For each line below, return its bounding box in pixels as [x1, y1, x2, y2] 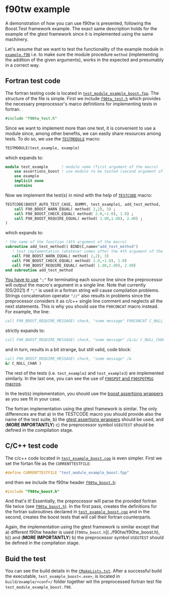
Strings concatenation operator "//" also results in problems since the [5, 293, 151, 299]
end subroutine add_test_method [5, 268, 73, 273]
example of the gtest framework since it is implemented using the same [5, 31, 153, 37]
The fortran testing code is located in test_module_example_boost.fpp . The [5, 90, 159, 96]
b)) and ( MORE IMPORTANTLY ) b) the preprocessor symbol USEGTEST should [5, 535, 164, 541]
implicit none [14, 178, 44, 183]
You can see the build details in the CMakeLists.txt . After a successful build [5, 568, 162, 574]
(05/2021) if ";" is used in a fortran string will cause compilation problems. [5, 287, 160, 293]
